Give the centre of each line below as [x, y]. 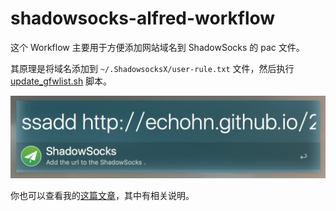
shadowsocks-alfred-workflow [143, 18]
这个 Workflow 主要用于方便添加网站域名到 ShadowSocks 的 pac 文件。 [157, 47]
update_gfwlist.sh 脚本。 [61, 81]
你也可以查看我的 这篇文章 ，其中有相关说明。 [102, 195]
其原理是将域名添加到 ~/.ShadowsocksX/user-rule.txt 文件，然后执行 [152, 68]
